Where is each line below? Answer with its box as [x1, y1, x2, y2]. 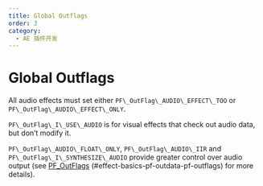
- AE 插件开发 [15, 34, 58, 43]
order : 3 [8, 19, 38, 27]
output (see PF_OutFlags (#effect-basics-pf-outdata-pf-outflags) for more [8, 161, 254, 171]
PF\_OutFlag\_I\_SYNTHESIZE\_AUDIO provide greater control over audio [8, 152, 243, 162]
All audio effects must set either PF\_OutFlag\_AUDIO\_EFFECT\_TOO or [8, 96, 236, 105]
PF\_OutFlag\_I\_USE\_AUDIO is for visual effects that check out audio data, [8, 120, 256, 130]
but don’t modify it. [8, 128, 72, 138]
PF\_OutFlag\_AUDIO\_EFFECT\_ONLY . [8, 104, 126, 114]
